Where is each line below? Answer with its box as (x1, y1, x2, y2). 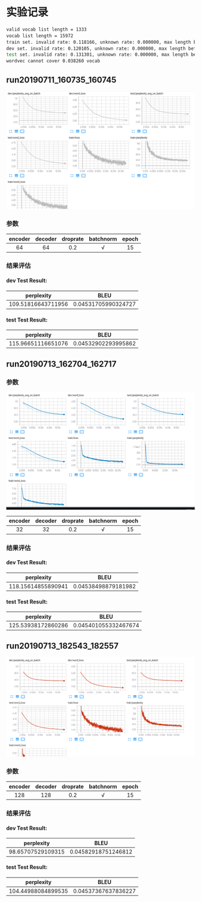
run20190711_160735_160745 (6, 74, 117, 85)
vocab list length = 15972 (6, 32, 74, 39)
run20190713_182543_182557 (6, 641, 118, 651)
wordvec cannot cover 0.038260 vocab (6, 58, 100, 64)
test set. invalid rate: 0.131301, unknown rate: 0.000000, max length (6, 52, 188, 58)
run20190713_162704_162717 (6, 359, 117, 369)
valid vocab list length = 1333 (6, 26, 87, 32)
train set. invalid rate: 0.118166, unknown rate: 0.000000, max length (6, 39, 191, 45)
